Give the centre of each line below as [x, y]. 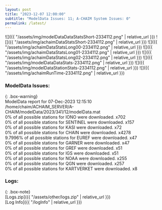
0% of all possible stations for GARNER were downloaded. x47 [67, 143]
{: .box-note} [18, 192]
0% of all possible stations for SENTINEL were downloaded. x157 [70, 122]
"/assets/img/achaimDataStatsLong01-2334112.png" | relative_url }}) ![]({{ [78, 52]
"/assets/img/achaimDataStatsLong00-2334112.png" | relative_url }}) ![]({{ [79, 47]
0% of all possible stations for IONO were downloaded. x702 [65, 117]
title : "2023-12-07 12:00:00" [36, 14]
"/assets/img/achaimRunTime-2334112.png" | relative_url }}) [65, 73]
